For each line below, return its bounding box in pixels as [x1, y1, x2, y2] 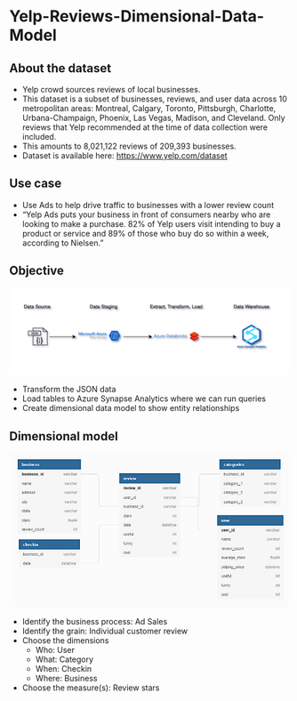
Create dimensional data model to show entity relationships [21, 403, 240, 414]
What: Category [35, 654, 94, 665]
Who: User [35, 645, 76, 656]
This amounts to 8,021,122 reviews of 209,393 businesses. [21, 141, 237, 151]
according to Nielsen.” [21, 238, 104, 248]
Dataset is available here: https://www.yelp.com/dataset [21, 150, 229, 161]
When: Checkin [35, 664, 92, 674]
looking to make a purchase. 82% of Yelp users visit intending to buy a [21, 218, 282, 229]
